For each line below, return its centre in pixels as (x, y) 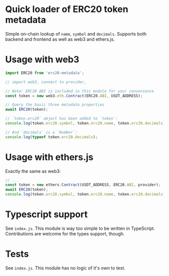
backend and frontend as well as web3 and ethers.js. (60, 39)
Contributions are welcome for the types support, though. (65, 234)
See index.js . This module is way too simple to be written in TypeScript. (80, 228)
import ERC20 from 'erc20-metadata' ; (45, 73)
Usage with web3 (42, 60)
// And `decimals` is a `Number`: (41, 132)
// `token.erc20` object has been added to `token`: (62, 119)
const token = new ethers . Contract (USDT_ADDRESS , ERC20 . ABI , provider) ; (83, 185)
